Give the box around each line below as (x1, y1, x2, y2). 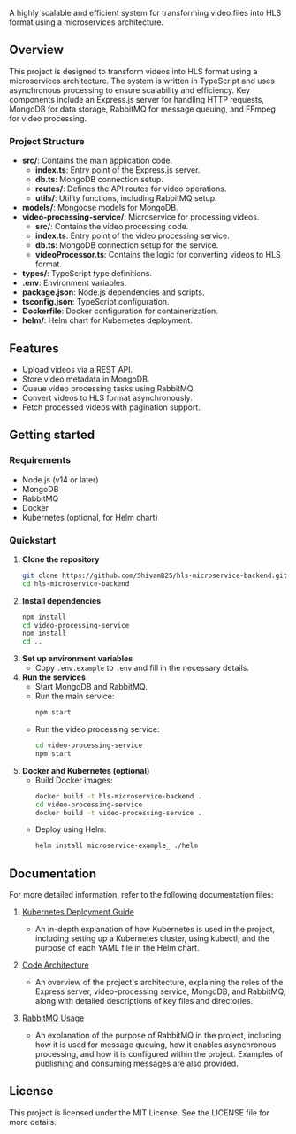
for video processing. (9, 112, 87, 123)
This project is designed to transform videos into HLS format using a (9, 66, 258, 76)
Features (9, 341, 59, 356)
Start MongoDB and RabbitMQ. (34, 682, 148, 692)
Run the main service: (34, 690, 115, 702)
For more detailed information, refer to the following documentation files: (9, 890, 274, 900)
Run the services (21, 672, 86, 683)
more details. (9, 1116, 57, 1127)
